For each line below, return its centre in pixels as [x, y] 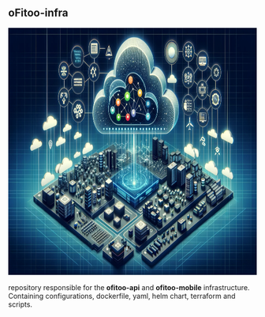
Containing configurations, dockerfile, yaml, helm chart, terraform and [122, 296]
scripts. [21, 304]
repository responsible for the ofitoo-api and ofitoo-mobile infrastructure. [129, 287]
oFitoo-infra [38, 13]
